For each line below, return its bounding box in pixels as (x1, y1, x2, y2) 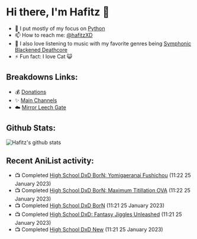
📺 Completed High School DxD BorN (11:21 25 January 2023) (14, 202, 164, 209)
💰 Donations (14, 88, 46, 95)
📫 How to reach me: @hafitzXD (14, 31, 93, 38)
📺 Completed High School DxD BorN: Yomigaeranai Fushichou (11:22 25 (14, 172, 191, 179)
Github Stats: (6, 123, 56, 133)
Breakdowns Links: (6, 72, 78, 82)
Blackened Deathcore (14, 46, 68, 53)
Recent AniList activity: (6, 156, 95, 166)
